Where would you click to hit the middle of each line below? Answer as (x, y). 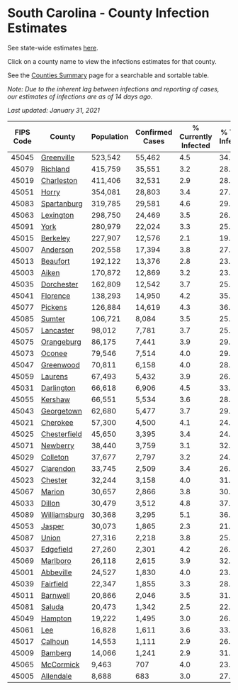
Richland (55, 169)
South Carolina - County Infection (108, 13)
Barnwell (55, 595)
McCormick (60, 664)
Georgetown (62, 411)
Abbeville (56, 572)
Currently (196, 136)
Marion (53, 491)
